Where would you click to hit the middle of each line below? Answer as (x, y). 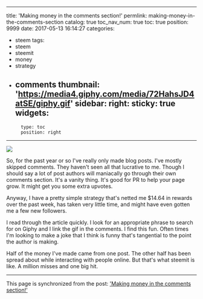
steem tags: (30, 40)
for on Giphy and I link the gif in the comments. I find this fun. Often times (98, 229)
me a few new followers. (37, 211)
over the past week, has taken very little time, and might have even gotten (98, 204)
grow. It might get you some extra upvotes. (60, 186)
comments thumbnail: (57, 85)
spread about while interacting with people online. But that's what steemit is (101, 260)
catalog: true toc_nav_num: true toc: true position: (127, 22)
